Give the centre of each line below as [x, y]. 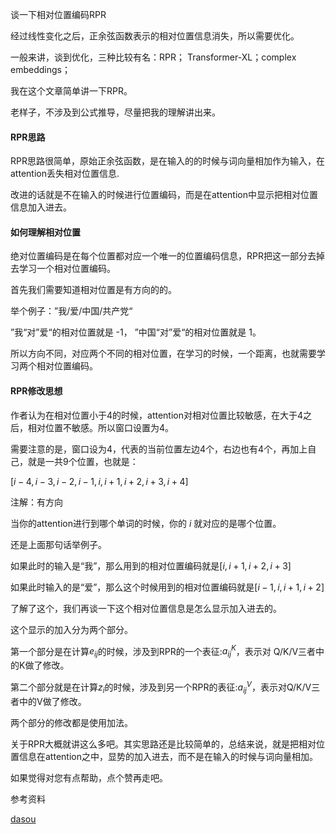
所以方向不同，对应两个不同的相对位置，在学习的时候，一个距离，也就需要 [163, 354]
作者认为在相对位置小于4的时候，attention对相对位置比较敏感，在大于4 [157, 415]
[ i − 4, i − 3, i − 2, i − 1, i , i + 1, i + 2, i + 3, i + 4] [99, 481]
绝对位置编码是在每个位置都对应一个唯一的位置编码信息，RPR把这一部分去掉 [167, 256]
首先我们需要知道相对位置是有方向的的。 [93, 290]
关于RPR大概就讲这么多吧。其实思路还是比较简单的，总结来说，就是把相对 [163, 744]
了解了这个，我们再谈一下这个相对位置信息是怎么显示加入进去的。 [146, 608]
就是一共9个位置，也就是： [83, 461]
